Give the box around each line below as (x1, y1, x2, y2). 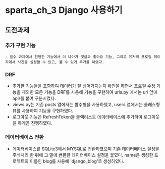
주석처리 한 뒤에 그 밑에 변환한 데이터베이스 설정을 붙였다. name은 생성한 (12, 152, 154, 158)
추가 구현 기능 (5, 42, 36, 49)
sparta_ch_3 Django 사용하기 (5, 4, 123, 16)
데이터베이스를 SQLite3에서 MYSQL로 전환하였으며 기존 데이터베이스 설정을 (12, 146, 160, 152)
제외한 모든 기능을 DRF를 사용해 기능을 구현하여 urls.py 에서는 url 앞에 (21, 89, 158, 95)
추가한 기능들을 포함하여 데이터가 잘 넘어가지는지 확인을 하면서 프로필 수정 (12, 83, 156, 89)
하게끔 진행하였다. (17, 120, 53, 126)
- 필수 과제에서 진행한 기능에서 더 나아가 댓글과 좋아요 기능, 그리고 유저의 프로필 (5, 54, 152, 59)
